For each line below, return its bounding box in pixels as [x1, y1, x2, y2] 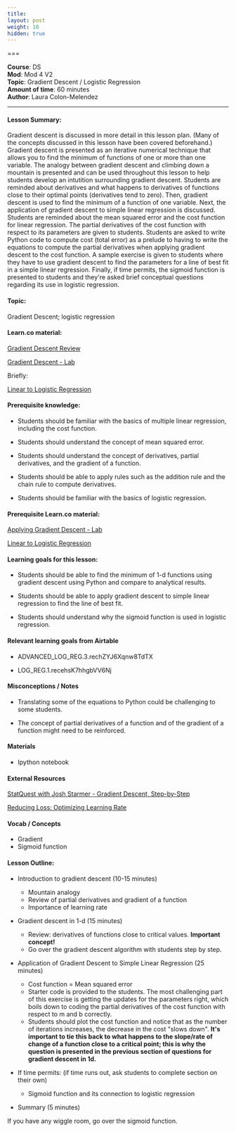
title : [7, 10, 27, 18]
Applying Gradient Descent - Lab [7, 526, 103, 534]
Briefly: [7, 371, 28, 380]
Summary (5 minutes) [17, 1102, 81, 1112]
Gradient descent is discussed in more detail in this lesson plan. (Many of [7, 131, 219, 139]
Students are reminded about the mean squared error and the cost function [7, 213, 225, 222]
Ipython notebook [17, 758, 69, 767]
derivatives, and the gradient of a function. [17, 459, 142, 468]
